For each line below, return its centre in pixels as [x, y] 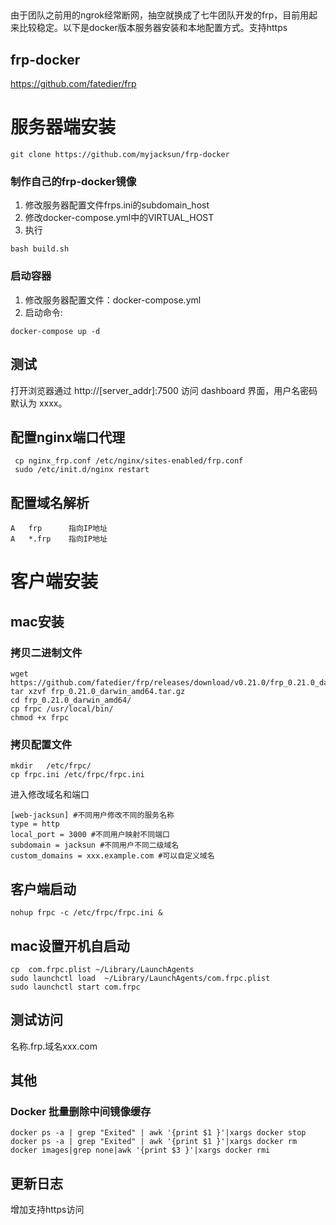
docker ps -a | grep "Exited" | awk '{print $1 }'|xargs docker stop [158, 1133]
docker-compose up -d [55, 331]
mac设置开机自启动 [70, 945]
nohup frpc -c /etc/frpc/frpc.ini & [86, 913]
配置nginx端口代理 [68, 437]
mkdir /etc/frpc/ [51, 766]
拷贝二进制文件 [46, 652]
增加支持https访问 [47, 1210]
